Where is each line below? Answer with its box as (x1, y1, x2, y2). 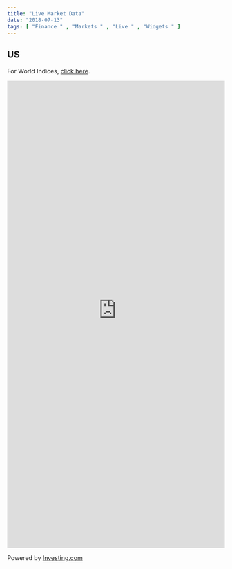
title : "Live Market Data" (7, 10, 85, 17)
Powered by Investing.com (7, 554, 83, 562)
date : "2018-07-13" (7, 17, 64, 24)
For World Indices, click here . (7, 67, 90, 75)
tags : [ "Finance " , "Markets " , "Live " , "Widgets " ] (7, 23, 181, 30)
